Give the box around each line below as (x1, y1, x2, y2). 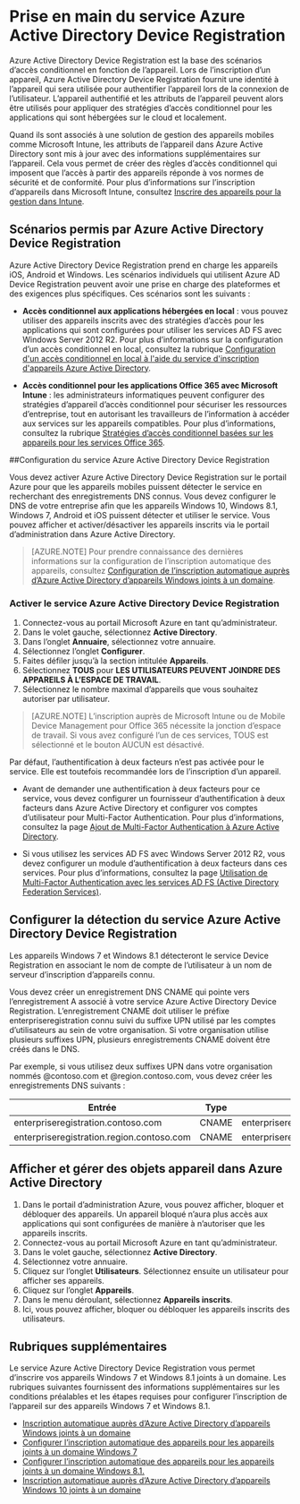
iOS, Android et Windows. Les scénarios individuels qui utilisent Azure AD (9, 269, 280, 279)
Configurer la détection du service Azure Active (9, 912, 281, 927)
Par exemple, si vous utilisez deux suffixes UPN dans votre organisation (9, 1061, 273, 1072)
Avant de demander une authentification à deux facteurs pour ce (21, 783, 261, 794)
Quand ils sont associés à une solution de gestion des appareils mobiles (9, 129, 275, 140)
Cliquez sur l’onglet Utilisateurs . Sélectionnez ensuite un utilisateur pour (21, 1265, 289, 1277)
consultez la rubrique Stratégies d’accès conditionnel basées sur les (21, 427, 274, 438)
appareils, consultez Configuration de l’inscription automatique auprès (30, 565, 290, 576)
